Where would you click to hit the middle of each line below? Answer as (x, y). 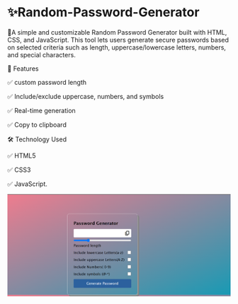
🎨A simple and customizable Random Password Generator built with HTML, (117, 32)
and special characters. (41, 54)
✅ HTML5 (22, 156)
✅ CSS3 (19, 170)
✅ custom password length (47, 82)
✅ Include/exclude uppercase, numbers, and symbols (86, 96)
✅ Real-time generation (41, 110)
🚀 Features (23, 69)
